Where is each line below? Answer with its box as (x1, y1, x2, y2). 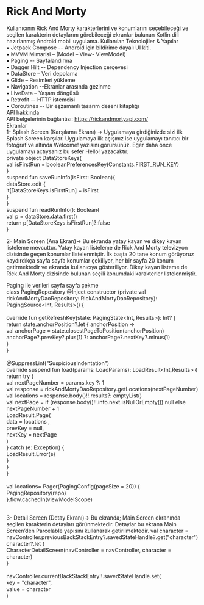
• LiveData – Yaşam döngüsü (6, 89, 79, 96)
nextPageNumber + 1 (6, 405, 60, 412)
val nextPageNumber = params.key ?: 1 (6, 379, 105, 386)
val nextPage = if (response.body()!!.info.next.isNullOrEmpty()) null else (6, 398, 186, 405)
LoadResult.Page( (6, 411, 51, 419)
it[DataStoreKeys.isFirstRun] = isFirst (6, 186, 99, 194)
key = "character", (6, 579, 52, 586)
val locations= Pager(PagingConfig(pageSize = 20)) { (6, 482, 140, 490)
